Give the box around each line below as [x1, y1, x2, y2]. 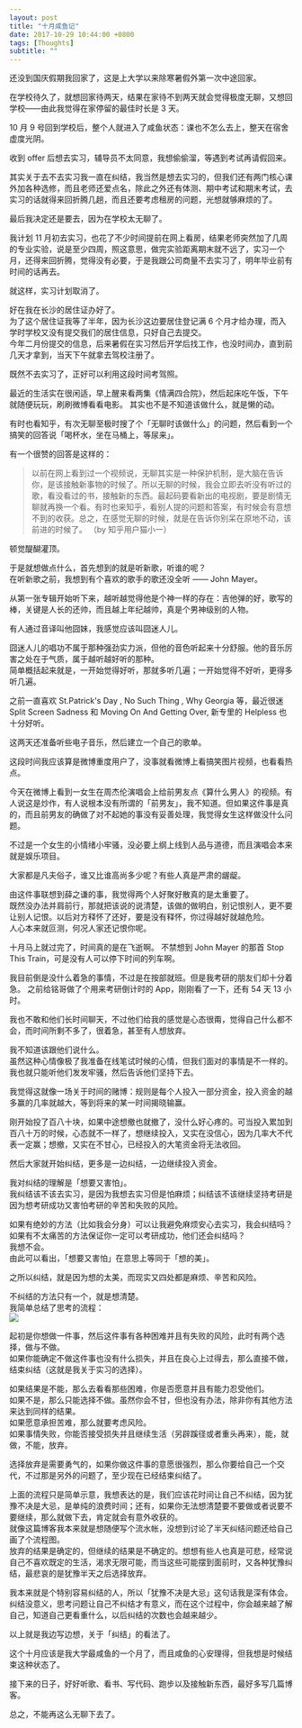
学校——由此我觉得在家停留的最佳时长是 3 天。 [9, 103, 184, 114]
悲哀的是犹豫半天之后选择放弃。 [32, 1569, 151, 1579]
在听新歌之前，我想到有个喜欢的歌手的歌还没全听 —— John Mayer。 [9, 574, 263, 585]
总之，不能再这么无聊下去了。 [9, 1709, 120, 1720]
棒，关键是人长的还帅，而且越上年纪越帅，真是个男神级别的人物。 [9, 605, 253, 615]
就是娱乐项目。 [9, 850, 65, 861]
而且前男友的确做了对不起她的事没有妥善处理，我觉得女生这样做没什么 [24, 809, 285, 820]
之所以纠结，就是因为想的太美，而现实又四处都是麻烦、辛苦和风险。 [9, 1272, 262, 1283]
